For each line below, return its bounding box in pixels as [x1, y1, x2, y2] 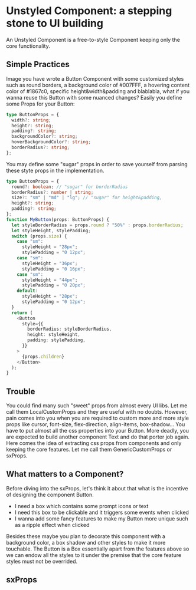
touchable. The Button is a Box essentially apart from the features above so [6, 545, 190, 552]
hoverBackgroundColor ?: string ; [11, 139, 92, 145]
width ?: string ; [11, 117, 51, 123]
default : [17, 288, 38, 294]
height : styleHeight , [27, 332, 81, 338]
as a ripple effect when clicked [14, 521, 90, 528]
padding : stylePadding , [27, 337, 86, 343]
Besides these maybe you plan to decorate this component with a [6, 532, 165, 540]
